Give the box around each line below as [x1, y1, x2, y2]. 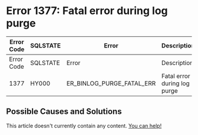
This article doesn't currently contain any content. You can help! [6, 122, 162, 129]
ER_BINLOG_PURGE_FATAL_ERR [67, 79, 156, 87]
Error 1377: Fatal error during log [6, 4, 168, 18]
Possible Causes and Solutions [6, 107, 122, 117]
